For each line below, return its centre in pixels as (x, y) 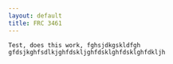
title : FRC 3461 (35, 23)
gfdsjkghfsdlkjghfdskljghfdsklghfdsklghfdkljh (87, 52)
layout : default (35, 16)
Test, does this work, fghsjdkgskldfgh (75, 45)
